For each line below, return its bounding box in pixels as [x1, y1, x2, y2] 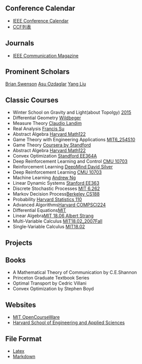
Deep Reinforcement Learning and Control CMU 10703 [12, 158, 128, 164]
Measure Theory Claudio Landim [12, 120, 82, 126]
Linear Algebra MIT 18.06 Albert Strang [12, 212, 94, 219]
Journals [5, 39, 34, 48]
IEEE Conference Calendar [12, 17, 69, 24]
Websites [5, 301, 36, 309]
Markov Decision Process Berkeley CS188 [12, 191, 100, 197]
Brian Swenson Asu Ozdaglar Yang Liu [5, 81, 86, 87]
